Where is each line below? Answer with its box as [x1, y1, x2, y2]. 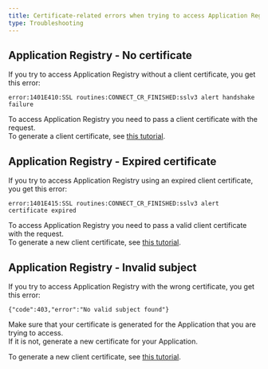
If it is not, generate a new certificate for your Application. [8, 336, 198, 346]
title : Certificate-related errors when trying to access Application [8, 11, 248, 20]
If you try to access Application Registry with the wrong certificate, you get [8, 281, 255, 291]
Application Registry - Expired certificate [8, 155, 217, 168]
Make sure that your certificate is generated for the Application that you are [8, 320, 257, 329]
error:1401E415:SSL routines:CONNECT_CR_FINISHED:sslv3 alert [8, 200, 219, 208]
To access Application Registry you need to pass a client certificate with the [8, 115, 258, 124]
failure [8, 100, 34, 108]
